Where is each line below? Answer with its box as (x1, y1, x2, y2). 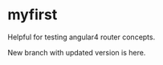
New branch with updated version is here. (7, 47, 146, 57)
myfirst (7, 6, 58, 24)
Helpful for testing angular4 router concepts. (7, 32, 156, 42)
